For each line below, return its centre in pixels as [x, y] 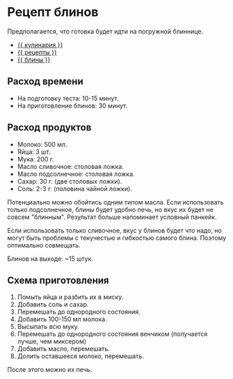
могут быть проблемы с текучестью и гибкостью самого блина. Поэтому [117, 238]
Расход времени [45, 82]
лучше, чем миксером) [52, 341]
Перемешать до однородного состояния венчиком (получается [112, 334]
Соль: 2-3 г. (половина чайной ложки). [74, 188]
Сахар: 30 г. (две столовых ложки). [70, 181]
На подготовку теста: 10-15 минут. [68, 98]
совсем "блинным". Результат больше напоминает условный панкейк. [112, 217]
